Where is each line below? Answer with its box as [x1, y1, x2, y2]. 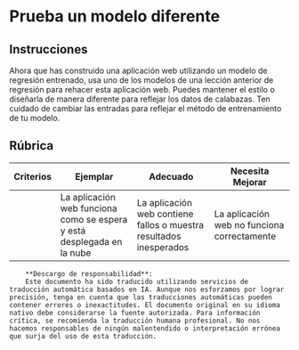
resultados [136, 230, 182, 242]
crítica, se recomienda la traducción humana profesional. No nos [9, 316, 261, 325]
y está [60, 224, 86, 237]
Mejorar [232, 175, 267, 188]
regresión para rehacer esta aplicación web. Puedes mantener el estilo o [9, 85, 276, 94]
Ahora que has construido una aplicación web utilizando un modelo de [9, 65, 268, 76]
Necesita [230, 165, 270, 177]
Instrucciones [9, 42, 88, 57]
